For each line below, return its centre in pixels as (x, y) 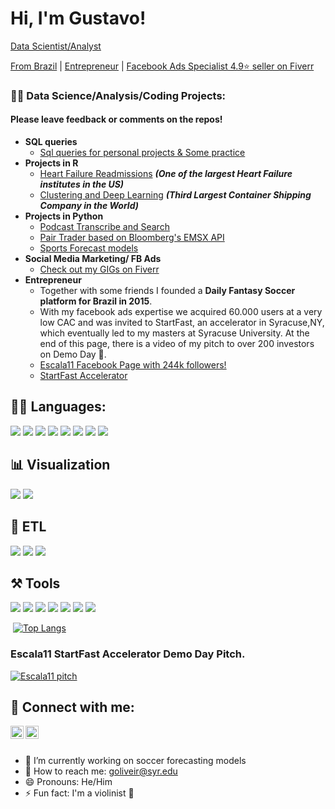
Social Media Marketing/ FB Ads (93, 259)
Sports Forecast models (89, 248)
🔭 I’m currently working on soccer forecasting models (135, 760)
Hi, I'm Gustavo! (78, 18)
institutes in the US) (82, 184)
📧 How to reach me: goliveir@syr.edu (101, 771)
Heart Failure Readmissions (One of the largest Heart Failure (166, 174)
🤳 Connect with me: (72, 707)
